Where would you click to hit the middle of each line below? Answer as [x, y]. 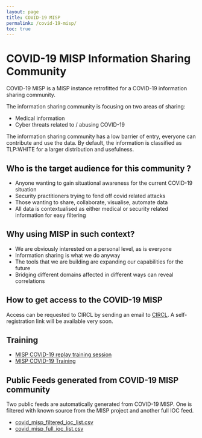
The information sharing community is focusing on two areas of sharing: [96, 107]
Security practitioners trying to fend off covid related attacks [90, 196]
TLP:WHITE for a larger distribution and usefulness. [70, 150]
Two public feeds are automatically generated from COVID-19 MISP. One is [99, 404]
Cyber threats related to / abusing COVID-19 [70, 125]
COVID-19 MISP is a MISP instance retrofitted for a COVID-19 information [97, 88]
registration [21, 321]
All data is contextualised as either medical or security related [92, 209]
